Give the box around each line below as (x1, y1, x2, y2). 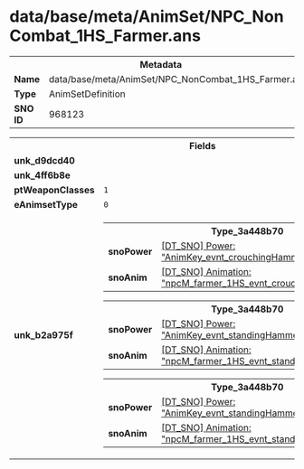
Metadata (139, 58, 183, 70)
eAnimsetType (14, 198, 79, 211)
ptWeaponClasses (14, 183, 95, 196)
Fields (189, 139, 216, 152)
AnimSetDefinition (48, 88, 126, 100)
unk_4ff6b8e (14, 169, 71, 182)
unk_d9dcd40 (14, 154, 75, 166)
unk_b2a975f (14, 328, 74, 341)
